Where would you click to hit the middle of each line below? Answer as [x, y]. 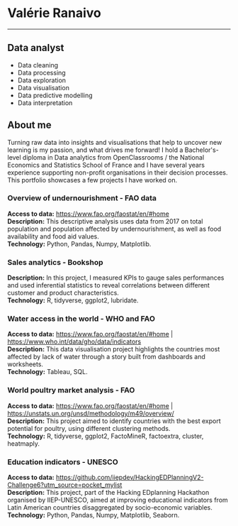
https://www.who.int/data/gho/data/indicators [74, 341]
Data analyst [36, 48]
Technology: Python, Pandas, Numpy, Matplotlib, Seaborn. [93, 515]
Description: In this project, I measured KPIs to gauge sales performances [116, 278]
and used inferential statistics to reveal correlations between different [109, 285]
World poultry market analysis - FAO [71, 390]
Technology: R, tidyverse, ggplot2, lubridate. [73, 300]
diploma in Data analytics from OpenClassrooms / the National [113, 157]
